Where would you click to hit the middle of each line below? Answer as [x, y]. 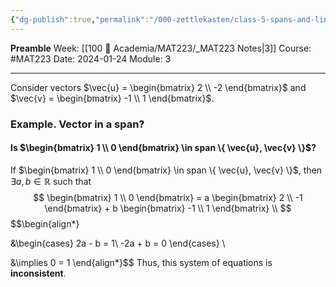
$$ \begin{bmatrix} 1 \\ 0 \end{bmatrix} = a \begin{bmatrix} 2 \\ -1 [168, 197]
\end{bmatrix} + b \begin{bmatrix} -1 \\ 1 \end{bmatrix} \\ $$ [168, 208]
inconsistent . [38, 273]
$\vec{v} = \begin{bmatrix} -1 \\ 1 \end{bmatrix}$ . [112, 98]
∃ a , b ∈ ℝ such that [51, 181]
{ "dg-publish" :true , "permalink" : [80, 19]
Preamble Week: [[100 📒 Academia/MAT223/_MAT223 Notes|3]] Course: [161, 48]
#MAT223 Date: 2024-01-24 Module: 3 [91, 58]
